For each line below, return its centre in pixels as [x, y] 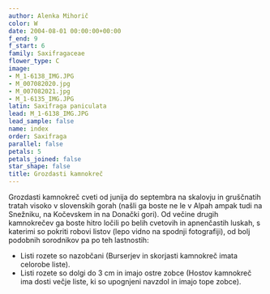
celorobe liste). [45, 264]
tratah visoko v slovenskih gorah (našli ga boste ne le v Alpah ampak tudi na [135, 206]
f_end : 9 [23, 38]
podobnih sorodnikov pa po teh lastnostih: [79, 240]
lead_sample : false [41, 121]
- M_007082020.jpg [39, 83]
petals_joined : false [45, 159]
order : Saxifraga [38, 136]
